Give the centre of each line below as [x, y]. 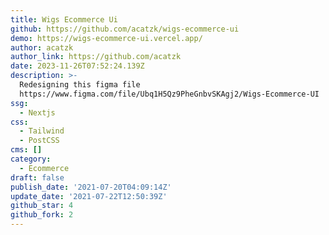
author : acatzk [42, 47]
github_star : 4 [42, 206]
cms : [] [26, 150]
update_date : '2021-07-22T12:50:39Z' [89, 196]
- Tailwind [42, 131]
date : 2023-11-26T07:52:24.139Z [77, 66]
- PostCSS [39, 141]
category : [31, 159]
